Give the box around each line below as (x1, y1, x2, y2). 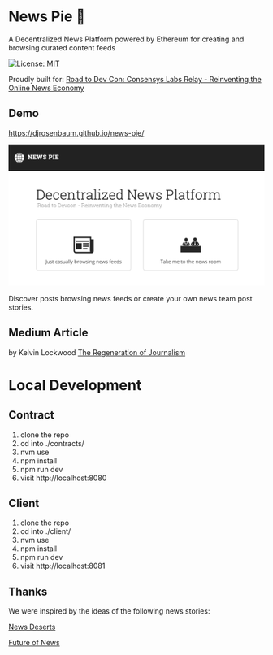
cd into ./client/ (19, 527, 71, 536)
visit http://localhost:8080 (19, 473, 107, 483)
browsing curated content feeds (8, 42, 116, 52)
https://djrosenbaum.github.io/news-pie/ (8, 128, 145, 137)
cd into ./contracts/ (19, 438, 85, 448)
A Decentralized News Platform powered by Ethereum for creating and (8, 34, 245, 44)
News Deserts (8, 622, 56, 632)
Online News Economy (8, 83, 84, 93)
